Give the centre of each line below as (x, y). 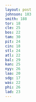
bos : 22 (13, 32)
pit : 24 (13, 42)
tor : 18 (13, 23)
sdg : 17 (13, 78)
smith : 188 (16, 19)
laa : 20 (13, 74)
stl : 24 (13, 51)
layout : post (18, 10)
